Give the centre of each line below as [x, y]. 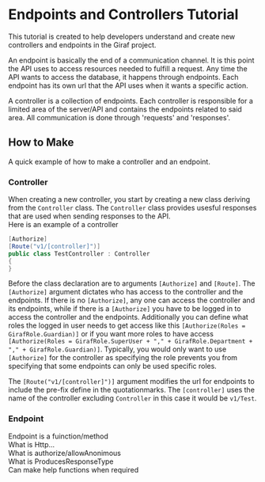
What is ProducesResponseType [61, 461]
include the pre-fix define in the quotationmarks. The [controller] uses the [132, 390]
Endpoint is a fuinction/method [58, 436]
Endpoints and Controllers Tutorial [123, 15]
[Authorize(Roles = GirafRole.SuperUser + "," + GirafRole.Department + [131, 342]
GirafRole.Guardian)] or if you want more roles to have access [111, 334]
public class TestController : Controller [79, 254]
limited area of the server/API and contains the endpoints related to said [125, 109]
